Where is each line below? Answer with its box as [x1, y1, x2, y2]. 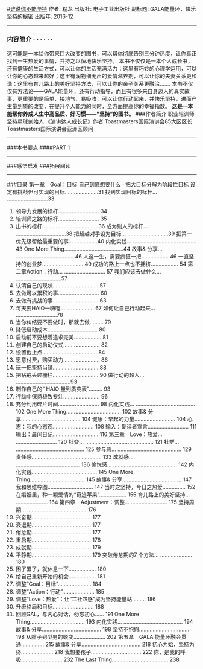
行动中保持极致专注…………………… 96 [15, 393, 108, 400]
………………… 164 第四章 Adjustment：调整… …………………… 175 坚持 [15, 499, 189, 506]
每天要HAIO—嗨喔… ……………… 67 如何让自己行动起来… [15, 304, 155, 312]
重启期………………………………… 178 [15, 536, 101, 543]
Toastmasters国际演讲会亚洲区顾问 [7, 126, 94, 133]
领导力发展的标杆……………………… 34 [15, 208, 108, 215]
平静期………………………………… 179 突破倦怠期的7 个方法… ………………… [15, 551, 192, 559]
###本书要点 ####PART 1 [7, 144, 70, 151]
